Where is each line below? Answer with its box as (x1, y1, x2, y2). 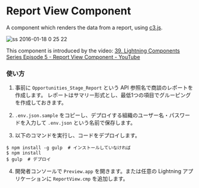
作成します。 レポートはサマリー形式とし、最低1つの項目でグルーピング (14, 91, 191, 99)
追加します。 (97, 175, 128, 183)
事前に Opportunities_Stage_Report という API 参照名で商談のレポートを (14, 84, 194, 91)
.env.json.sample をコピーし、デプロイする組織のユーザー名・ (14, 112, 169, 119)
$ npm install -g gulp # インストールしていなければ (6, 145, 131, 151)
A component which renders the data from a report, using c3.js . (6, 24, 163, 31)
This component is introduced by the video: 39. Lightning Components (6, 47, 180, 54)
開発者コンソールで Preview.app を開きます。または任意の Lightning (14, 168, 182, 175)
